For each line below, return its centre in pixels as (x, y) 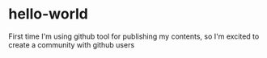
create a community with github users (72, 44)
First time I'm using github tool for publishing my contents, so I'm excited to (134, 36)
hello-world (49, 14)
